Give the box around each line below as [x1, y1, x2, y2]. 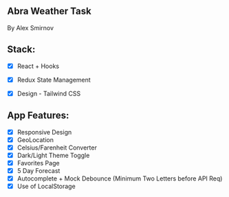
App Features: [7, 110, 69, 121]
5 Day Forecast [17, 166, 61, 174]
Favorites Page [17, 159, 60, 167]
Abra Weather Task [7, 5, 91, 17]
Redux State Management [17, 76, 91, 84]
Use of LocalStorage [17, 182, 76, 191]
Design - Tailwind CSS [17, 89, 81, 97]
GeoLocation [17, 135, 54, 143]
